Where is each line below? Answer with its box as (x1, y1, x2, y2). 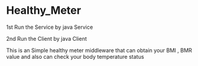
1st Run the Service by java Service (6, 23, 93, 31)
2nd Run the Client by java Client (6, 35, 87, 42)
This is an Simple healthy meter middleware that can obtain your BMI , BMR (6, 46, 193, 54)
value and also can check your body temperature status (6, 53, 145, 60)
